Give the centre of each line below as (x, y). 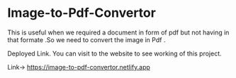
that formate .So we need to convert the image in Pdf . (86, 39)
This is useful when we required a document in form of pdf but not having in (118, 32)
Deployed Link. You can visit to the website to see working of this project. (114, 53)
